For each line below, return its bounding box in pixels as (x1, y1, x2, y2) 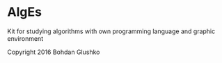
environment (7, 34, 44, 42)
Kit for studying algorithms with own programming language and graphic (7, 27, 216, 35)
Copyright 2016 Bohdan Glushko (7, 48, 100, 56)
